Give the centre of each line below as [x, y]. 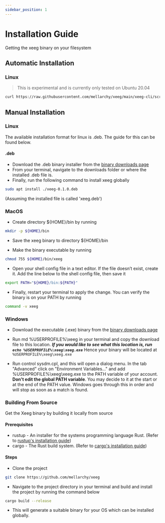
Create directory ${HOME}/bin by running [54, 222]
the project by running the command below [56, 492]
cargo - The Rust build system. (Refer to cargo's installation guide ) [80, 446]
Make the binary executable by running [52, 250]
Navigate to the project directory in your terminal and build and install [82, 487]
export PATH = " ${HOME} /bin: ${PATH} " [41, 283]
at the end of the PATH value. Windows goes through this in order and [83, 384]
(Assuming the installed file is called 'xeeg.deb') [54, 198]
